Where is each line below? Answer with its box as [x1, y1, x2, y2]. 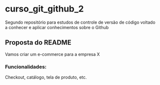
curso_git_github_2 [5, 3, 84, 14]
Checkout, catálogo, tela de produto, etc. [5, 74, 87, 80]
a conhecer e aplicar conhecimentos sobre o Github [5, 24, 109, 30]
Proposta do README [5, 39, 72, 47]
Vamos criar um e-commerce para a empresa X [5, 51, 100, 57]
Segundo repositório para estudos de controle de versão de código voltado [5, 19, 156, 25]
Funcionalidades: [5, 63, 47, 70]
